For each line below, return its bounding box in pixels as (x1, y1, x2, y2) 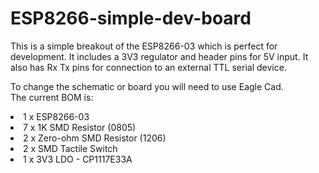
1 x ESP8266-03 (23, 110, 90, 122)
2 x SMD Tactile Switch (23, 142, 118, 154)
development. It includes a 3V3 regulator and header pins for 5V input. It (10, 50, 309, 62)
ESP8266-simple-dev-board (10, 7, 252, 30)
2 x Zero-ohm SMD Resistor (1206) (23, 132, 167, 144)
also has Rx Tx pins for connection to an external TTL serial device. (10, 61, 287, 73)
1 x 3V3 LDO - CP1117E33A (23, 153, 133, 165)
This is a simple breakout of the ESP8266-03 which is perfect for (10, 40, 278, 52)
